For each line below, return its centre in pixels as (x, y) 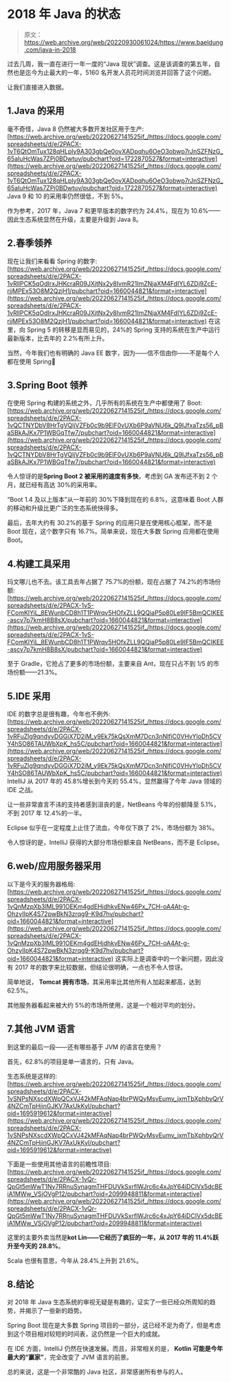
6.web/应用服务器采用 (54, 866)
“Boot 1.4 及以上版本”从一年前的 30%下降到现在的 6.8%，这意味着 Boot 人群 (115, 500)
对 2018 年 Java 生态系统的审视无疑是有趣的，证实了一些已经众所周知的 (108, 1302)
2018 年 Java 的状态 (64, 14)
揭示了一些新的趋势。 (55, 1311)
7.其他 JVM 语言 (41, 1029)
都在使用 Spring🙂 (32, 361)
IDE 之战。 (22, 790)
